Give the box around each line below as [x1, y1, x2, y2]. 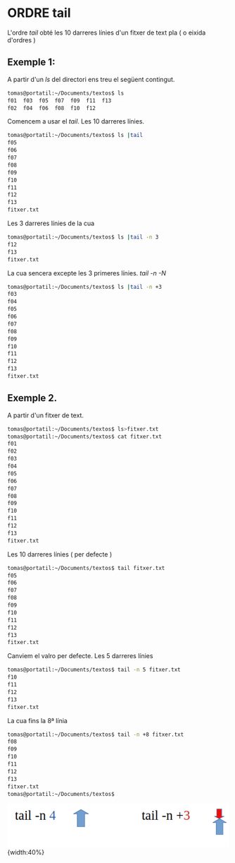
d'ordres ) [7, 35, 37, 44]
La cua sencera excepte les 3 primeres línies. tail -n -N [7, 268, 167, 277]
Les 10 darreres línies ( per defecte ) [7, 549, 113, 559]
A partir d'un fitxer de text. [7, 411, 84, 419]
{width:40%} [7, 848, 45, 857]
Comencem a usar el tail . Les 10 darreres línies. [7, 117, 145, 126]
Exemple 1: [7, 56, 56, 69]
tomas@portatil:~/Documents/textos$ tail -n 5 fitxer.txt [7, 666, 181, 674]
